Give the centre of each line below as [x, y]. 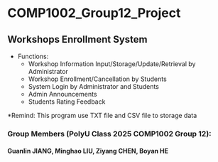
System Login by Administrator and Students [94, 86]
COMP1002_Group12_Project [94, 13]
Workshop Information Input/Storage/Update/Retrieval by [112, 64]
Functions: [33, 56]
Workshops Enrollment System [77, 39]
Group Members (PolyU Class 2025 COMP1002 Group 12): [109, 134]
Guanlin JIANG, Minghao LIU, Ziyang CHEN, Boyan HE [88, 151]
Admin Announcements [62, 94]
